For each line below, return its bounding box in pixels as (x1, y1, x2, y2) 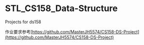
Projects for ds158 (5, 19, 41, 25)
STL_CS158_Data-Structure (5, 3, 118, 14)
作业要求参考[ (5, 29, 32, 34)
